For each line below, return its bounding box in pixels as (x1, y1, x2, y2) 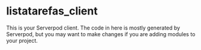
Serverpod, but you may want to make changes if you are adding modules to (6, 30, 196, 37)
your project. (6, 37, 38, 44)
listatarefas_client (6, 4, 98, 18)
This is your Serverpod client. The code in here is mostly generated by (6, 24, 181, 31)
